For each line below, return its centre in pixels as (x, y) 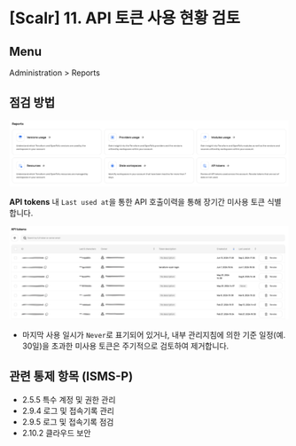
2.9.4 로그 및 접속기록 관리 (68, 411)
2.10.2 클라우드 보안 (56, 433)
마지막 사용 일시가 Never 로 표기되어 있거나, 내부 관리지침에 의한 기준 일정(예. (154, 334)
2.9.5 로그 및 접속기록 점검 (68, 421)
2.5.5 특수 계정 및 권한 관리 (69, 399)
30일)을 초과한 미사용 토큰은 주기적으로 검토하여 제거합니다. (125, 346)
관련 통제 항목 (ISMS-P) (71, 376)
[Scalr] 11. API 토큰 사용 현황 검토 (125, 18)
